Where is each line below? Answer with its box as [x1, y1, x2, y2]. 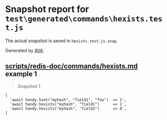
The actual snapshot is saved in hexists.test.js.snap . [5, 38, 118, 44]
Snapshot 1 [17, 83, 41, 89]
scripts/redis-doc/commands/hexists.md [5, 62, 138, 71]
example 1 [5, 70, 38, 78]
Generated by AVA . [5, 47, 45, 53]
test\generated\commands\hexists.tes [5, 14, 163, 24]
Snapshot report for [5, 4, 89, 15]
